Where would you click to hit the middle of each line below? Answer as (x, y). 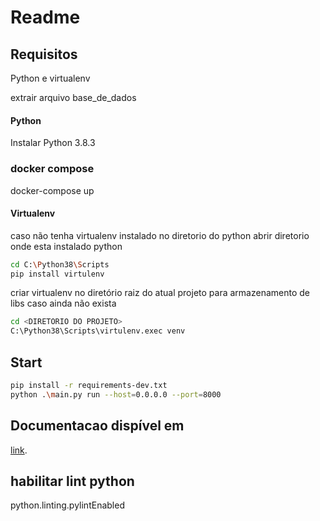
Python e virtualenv (50, 78)
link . (19, 450)
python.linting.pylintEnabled (67, 505)
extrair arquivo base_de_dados (73, 97)
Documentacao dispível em (97, 426)
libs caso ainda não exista (63, 303)
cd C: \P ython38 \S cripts (60, 264)
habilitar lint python (72, 481)
